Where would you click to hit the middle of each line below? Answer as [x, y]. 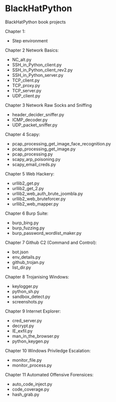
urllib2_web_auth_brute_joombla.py [48, 193]
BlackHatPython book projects [35, 22]
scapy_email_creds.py [34, 164]
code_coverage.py [31, 389]
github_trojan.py [28, 262]
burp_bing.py [25, 223]
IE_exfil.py [22, 331]
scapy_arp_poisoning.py [36, 159]
